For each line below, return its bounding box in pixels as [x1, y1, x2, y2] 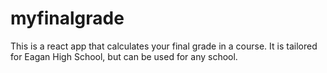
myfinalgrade [10, 7, 125, 30]
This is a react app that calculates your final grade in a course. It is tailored [10, 40, 318, 52]
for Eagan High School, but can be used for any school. [10, 50, 238, 62]
